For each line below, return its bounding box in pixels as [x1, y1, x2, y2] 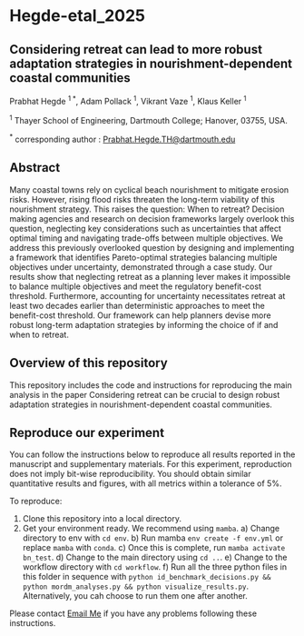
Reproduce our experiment [9, 424, 165, 441]
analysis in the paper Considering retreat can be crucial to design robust [9, 389, 280, 400]
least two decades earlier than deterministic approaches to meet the [9, 300, 265, 311]
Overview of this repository [9, 355, 168, 371]
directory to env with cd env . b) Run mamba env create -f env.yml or [22, 532, 284, 543]
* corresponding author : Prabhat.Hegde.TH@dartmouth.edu [9, 133, 236, 144]
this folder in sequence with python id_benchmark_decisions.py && [22, 571, 271, 582]
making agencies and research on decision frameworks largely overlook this [9, 213, 295, 224]
